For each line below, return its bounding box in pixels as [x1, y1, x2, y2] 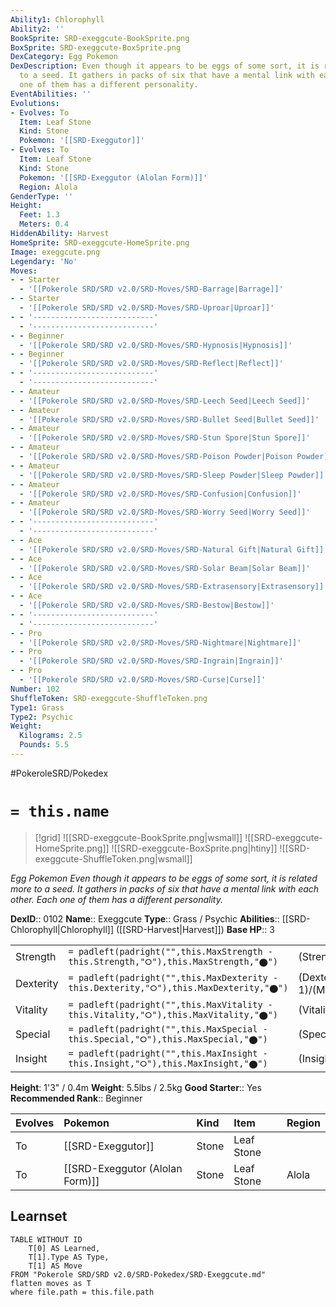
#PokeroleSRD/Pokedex [10, 767, 109, 779]
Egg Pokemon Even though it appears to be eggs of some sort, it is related [10, 872, 318, 884]
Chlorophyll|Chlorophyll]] [10, 923, 115, 935]
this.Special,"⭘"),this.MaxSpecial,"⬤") [68, 1033, 268, 1045]
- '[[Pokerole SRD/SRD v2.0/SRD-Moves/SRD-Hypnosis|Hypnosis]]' [19, 340, 293, 350]
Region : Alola [19, 182, 78, 192]
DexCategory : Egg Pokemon [10, 52, 118, 62]
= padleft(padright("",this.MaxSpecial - [68, 1023, 268, 1035]
